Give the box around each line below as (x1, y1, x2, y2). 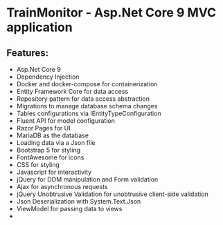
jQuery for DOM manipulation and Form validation (16, 175, 159, 184)
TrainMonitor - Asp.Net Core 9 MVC (6, 5, 217, 21)
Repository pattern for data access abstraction (16, 95, 150, 103)
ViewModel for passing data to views (16, 205, 123, 213)
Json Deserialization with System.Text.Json (16, 197, 141, 205)
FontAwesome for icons (16, 153, 84, 162)
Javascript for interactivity (16, 168, 92, 176)
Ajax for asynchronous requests (16, 183, 108, 190)
